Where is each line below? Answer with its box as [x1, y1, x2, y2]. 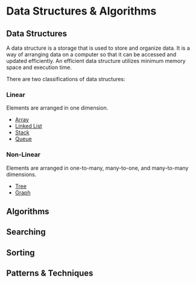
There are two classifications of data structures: [6, 76, 125, 82]
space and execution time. [6, 64, 72, 71]
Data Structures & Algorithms [6, 4, 157, 18]
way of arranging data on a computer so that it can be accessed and [6, 51, 177, 58]
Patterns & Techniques [6, 268, 93, 279]
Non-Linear [6, 150, 41, 159]
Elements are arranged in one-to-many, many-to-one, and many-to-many [6, 164, 189, 171]
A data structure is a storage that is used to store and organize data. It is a [6, 44, 190, 51]
